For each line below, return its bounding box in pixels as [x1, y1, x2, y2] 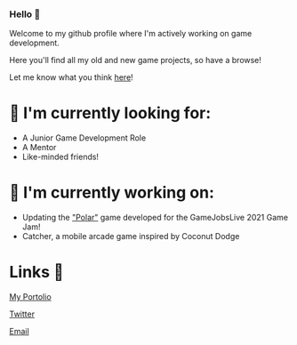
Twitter [9, 309, 36, 319]
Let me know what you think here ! [9, 72, 133, 83]
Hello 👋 [9, 8, 41, 20]
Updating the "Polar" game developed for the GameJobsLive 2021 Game [21, 213, 289, 223]
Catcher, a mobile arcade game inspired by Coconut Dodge [21, 231, 240, 242]
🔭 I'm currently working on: [9, 182, 215, 203]
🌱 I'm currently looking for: [9, 103, 212, 124]
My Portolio [9, 292, 52, 302]
